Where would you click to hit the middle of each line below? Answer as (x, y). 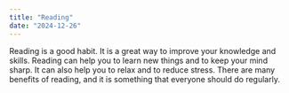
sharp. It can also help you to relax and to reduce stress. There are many (142, 70)
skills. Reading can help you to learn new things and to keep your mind (139, 60)
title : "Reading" (41, 17)
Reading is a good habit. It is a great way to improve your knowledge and (143, 50)
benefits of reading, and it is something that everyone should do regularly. (144, 79)
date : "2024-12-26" (45, 26)
